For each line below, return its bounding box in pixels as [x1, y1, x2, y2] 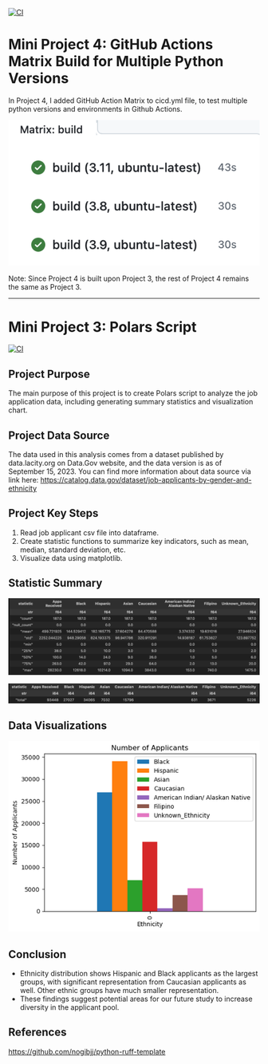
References [8, 1026, 67, 1039]
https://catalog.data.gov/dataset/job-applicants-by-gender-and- [40, 475, 252, 485]
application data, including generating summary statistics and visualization [8, 397, 254, 407]
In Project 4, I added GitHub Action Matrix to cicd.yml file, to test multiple [8, 96, 248, 105]
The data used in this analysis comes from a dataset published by [8, 450, 224, 459]
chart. [8, 405, 28, 415]
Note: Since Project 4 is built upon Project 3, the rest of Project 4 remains [8, 274, 250, 283]
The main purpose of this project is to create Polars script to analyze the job [8, 388, 258, 398]
